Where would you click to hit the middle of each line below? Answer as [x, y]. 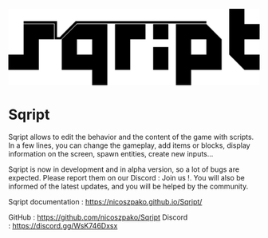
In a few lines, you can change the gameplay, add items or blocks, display [129, 145]
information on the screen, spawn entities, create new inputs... [111, 153]
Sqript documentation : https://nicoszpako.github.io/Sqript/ [105, 201]
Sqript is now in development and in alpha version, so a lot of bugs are [124, 169]
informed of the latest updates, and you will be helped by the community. [128, 186]
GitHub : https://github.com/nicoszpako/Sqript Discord [98, 217]
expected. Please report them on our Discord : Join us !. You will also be [126, 177]
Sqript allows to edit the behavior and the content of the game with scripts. [131, 137]
